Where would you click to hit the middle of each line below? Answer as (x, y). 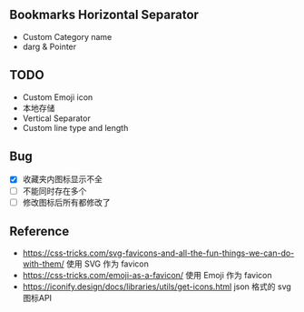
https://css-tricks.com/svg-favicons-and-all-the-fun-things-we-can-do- (158, 253)
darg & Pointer (49, 46)
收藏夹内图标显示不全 (62, 179)
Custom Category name (67, 36)
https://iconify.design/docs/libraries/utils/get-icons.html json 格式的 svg (157, 287)
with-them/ (44, 264)
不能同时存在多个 (54, 191)
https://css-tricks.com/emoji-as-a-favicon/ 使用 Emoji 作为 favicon (147, 276)
